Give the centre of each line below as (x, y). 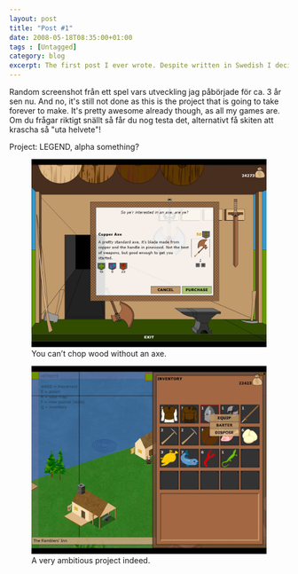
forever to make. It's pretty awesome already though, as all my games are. (145, 110)
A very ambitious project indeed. (91, 561)
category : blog (37, 56)
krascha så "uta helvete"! (55, 130)
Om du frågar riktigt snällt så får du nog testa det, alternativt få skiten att (141, 120)
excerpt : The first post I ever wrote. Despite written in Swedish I (141, 66)
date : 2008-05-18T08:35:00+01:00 (71, 37)
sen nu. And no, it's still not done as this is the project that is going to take (144, 101)
